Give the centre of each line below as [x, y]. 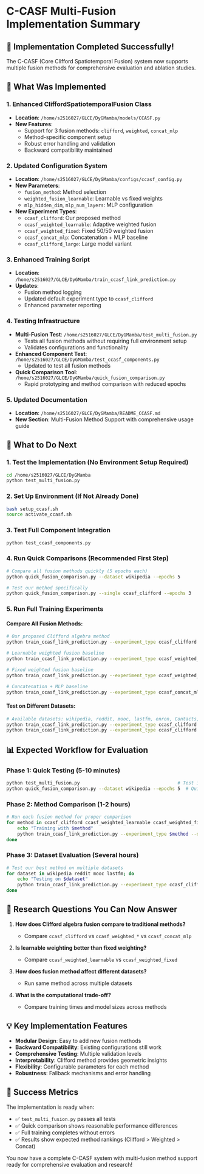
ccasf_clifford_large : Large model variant [78, 244]
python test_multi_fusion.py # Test [100, 783]
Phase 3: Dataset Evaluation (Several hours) [73, 855]
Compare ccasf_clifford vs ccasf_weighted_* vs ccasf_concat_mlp [108, 936]
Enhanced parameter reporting [63, 305]
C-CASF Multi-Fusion [61, 11]
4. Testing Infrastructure [43, 321]
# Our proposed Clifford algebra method [58, 636]
